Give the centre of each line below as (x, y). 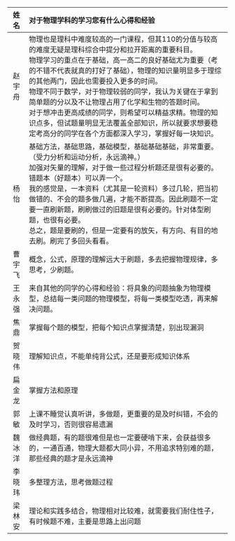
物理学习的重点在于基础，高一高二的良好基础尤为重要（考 (123, 60)
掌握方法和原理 (54, 390)
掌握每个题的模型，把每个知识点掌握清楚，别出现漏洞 (116, 327)
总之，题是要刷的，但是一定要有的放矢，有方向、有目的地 (123, 230)
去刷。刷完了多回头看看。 (71, 241)
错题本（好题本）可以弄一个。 (78, 178)
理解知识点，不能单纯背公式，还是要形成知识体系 (109, 356)
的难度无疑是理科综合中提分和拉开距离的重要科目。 (113, 50)
